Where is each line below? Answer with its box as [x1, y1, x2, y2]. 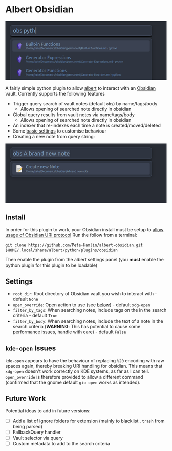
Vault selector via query [12, 435, 63, 441]
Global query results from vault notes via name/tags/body [12, 111, 135, 118]
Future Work [5, 394, 46, 403]
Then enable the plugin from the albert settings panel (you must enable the [5, 257, 164, 263]
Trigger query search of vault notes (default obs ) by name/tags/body [12, 101, 158, 107]
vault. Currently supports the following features [5, 91, 105, 97]
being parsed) [12, 423, 42, 429]
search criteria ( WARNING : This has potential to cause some [12, 324, 141, 330]
